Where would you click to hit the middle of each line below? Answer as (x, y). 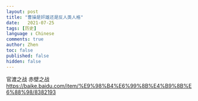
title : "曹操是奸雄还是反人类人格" (45, 17)
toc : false (20, 50)
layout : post (22, 12)
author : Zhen (22, 45)
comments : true (25, 39)
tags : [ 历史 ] (21, 28)
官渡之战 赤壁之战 (28, 79)
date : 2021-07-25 (30, 23)
